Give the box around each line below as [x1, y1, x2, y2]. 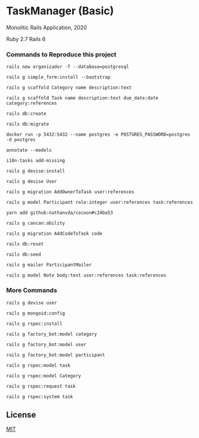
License [6, 409, 36, 420]
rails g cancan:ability [6, 220, 66, 226]
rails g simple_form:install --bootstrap [6, 74, 111, 80]
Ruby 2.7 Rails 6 [6, 35, 46, 42]
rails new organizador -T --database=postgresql [6, 64, 129, 70]
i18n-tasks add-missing [6, 158, 66, 164]
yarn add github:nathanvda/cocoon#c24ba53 [6, 210, 113, 216]
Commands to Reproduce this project [6, 50, 117, 58]
